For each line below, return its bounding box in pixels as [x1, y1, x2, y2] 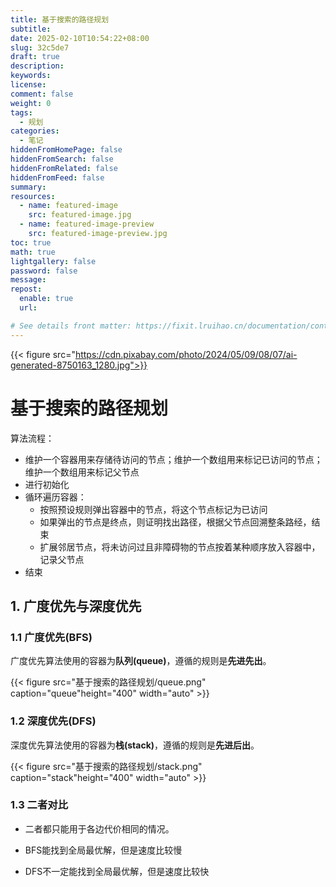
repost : [10, 284, 43, 295]
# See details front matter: [10, 321, 132, 331]
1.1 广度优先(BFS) [10, 630, 93, 644]
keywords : [10, 71, 52, 81]
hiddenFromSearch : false [10, 154, 114, 164]
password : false [10, 266, 78, 276]
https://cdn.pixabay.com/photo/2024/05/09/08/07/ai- [74, 348, 298, 360]
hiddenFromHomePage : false [10, 145, 123, 155]
